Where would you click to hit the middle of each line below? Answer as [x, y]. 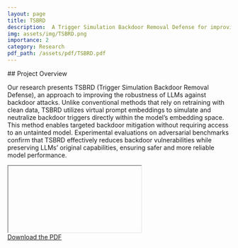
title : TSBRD [27, 21]
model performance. [37, 155]
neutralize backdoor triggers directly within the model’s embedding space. [116, 117]
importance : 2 [28, 40]
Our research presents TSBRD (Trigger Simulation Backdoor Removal [108, 87]
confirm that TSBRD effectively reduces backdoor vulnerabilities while [110, 140]
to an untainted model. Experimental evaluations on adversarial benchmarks [118, 133]
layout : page [27, 14]
